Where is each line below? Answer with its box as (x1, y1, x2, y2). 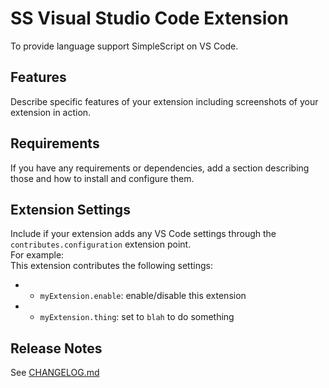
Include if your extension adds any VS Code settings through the (10, 228, 277, 240)
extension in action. (10, 106, 92, 118)
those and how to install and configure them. (10, 172, 195, 184)
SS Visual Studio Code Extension (10, 7, 289, 30)
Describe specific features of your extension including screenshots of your (10, 95, 319, 107)
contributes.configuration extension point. (10, 238, 192, 251)
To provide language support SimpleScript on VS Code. (10, 40, 239, 52)
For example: (10, 249, 65, 261)
